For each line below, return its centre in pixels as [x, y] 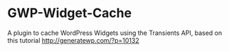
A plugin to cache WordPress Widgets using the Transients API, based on [115, 33]
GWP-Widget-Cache [70, 13]
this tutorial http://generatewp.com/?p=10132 [74, 40]
